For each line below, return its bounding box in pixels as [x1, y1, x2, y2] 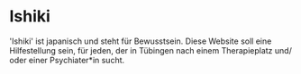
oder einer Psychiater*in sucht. [9, 54, 125, 65]
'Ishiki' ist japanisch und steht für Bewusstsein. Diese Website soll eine [9, 36, 272, 46]
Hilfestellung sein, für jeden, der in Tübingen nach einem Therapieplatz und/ [9, 45, 293, 55]
